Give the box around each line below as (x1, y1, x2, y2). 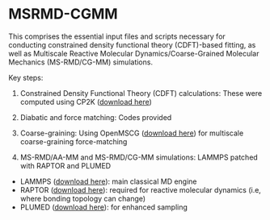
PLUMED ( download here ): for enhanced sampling (19, 202, 188, 212)
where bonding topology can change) (19, 193, 146, 203)
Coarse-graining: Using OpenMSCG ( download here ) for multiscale (19, 128, 244, 138)
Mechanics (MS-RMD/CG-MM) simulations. (8, 57, 154, 67)
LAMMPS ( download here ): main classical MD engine (19, 176, 197, 186)
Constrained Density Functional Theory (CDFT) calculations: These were (19, 88, 263, 98)
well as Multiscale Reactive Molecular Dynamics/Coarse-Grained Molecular (8, 48, 259, 58)
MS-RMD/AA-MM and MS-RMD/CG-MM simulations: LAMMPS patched (19, 152, 259, 162)
